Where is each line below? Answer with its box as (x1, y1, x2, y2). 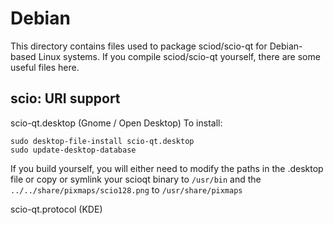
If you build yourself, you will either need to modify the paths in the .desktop (10, 162, 324, 174)
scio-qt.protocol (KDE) (10, 203, 103, 215)
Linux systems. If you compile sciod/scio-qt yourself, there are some (38, 50, 321, 62)
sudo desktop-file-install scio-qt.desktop (10, 136, 195, 146)
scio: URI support (10, 90, 121, 107)
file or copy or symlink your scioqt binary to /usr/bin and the (10, 173, 262, 185)
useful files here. (10, 61, 80, 73)
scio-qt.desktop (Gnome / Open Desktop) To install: (10, 117, 223, 129)
